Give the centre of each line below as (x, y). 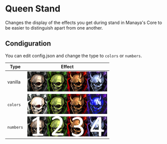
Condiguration (28, 44)
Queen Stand (33, 9)
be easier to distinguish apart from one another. (54, 27)
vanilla (14, 82)
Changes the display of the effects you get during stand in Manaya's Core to (83, 22)
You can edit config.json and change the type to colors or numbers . (74, 55)
